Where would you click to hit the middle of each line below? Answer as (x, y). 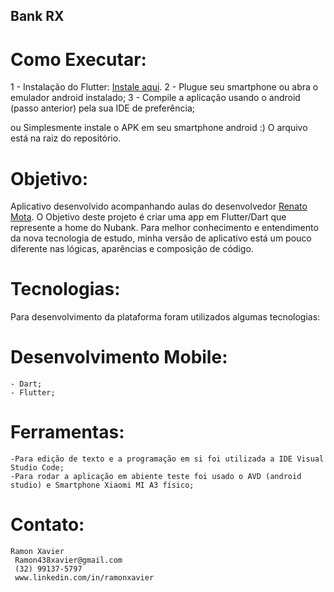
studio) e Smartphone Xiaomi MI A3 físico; (102, 485)
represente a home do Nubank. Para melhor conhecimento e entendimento (164, 228)
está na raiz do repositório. (66, 138)
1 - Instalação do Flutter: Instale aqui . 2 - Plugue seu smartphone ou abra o (164, 87)
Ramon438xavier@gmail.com (68, 560)
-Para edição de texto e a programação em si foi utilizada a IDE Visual (167, 459)
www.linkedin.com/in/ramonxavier (84, 578)
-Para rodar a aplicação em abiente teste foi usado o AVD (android (156, 477)
